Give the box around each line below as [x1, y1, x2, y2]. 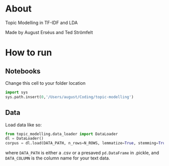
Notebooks [5, 67, 41, 75]
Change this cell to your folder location [5, 80, 86, 86]
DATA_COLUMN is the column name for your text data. [5, 155, 110, 161]
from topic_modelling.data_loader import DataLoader [5, 131, 118, 136]
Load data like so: [5, 121, 42, 128]
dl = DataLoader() [5, 136, 44, 141]
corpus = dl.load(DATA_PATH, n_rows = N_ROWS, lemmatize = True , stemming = [5, 141, 158, 146]
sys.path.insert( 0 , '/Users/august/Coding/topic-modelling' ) [5, 94, 134, 99]
